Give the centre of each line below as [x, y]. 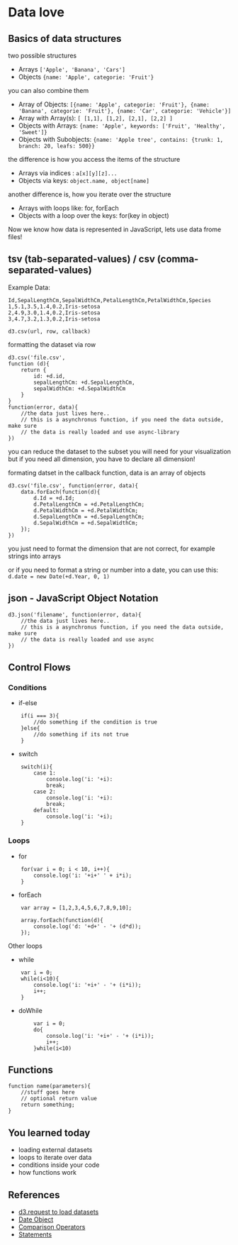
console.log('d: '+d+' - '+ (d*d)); [87, 926]
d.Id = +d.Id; [54, 498]
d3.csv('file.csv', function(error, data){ [73, 486]
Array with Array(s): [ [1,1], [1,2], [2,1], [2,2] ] [95, 118]
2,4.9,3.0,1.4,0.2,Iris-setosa [54, 313]
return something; [48, 1105]
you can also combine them [49, 90]
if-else [28, 703]
